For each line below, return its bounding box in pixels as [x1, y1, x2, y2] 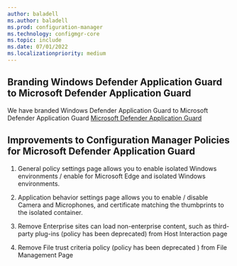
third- [212, 221, 229, 231]
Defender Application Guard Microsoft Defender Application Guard [7, 113, 202, 122]
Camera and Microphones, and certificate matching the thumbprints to [17, 200, 225, 209]
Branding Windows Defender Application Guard [7, 76, 222, 89]
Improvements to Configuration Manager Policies [7, 134, 231, 146]
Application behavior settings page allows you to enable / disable [17, 193, 209, 201]
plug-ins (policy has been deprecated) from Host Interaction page [35, 229, 228, 238]
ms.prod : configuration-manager [7, 23, 103, 31]
